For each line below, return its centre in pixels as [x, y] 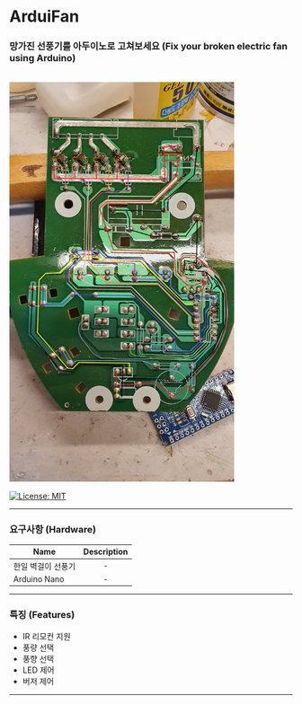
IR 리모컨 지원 [46, 636]
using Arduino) [43, 58]
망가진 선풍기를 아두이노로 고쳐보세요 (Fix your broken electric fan [148, 47]
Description [106, 552]
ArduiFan [44, 17]
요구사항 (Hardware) [53, 529]
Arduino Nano [39, 579]
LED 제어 [38, 670]
